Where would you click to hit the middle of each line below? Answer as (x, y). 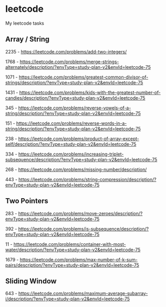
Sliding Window (31, 281)
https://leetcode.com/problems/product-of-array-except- (79, 139)
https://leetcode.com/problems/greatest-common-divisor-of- (84, 77)
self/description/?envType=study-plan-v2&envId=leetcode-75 (71, 144)
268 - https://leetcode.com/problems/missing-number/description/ (76, 169)
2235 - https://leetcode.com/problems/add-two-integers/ (66, 51)
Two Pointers (27, 201)
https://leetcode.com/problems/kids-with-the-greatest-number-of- (90, 92)
